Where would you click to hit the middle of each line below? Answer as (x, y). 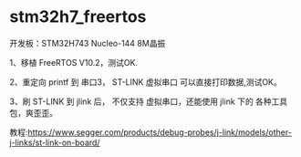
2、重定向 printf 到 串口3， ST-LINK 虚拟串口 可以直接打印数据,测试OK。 (146, 82)
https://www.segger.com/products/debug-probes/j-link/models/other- (160, 132)
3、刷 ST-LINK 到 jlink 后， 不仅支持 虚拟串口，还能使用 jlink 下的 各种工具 (149, 101)
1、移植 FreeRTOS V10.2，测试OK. (74, 62)
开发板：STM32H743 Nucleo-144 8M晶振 (88, 43)
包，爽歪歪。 (33, 112)
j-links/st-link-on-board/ (55, 142)
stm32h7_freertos (78, 17)
